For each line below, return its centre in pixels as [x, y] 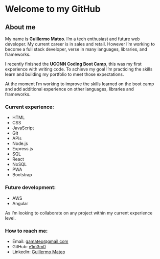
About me [20, 27]
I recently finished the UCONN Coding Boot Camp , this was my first [73, 64]
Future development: [31, 188]
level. [11, 218]
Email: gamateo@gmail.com [40, 241]
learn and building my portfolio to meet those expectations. [65, 74]
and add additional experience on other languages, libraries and [69, 89]
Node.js [20, 143]
